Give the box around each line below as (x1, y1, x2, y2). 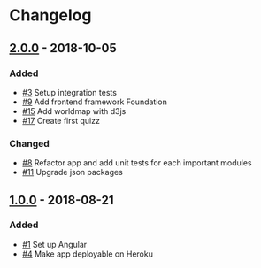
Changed (9, 137, 50, 149)
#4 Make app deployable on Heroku (21, 249, 153, 259)
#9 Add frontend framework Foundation (21, 96, 168, 107)
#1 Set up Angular (21, 239, 88, 249)
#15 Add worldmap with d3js (21, 105, 127, 116)
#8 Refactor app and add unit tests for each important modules (21, 157, 252, 168)
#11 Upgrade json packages (21, 167, 124, 178)
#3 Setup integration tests (21, 87, 118, 97)
